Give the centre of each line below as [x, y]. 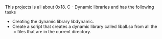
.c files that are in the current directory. [52, 32]
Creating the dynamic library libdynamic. [53, 21]
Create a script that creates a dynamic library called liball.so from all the [85, 26]
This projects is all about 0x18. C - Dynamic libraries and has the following [80, 7]
